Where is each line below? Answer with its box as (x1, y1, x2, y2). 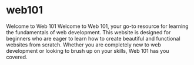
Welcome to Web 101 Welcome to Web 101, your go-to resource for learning (6, 23, 189, 30)
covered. (6, 53, 28, 60)
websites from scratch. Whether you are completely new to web (6, 41, 162, 48)
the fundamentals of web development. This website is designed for (6, 28, 171, 35)
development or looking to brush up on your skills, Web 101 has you (6, 47, 169, 54)
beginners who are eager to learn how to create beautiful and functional (6, 35, 180, 42)
